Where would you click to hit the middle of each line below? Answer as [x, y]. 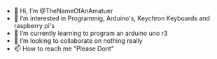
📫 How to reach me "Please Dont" [64, 48]
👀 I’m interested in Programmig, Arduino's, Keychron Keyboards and [112, 18]
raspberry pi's [34, 26]
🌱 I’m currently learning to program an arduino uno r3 [91, 33]
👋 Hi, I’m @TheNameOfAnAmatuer [63, 11]
